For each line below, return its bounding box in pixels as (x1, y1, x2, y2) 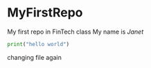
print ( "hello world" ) (7, 41, 70, 47)
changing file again (7, 53, 62, 61)
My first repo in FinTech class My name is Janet (7, 27, 144, 36)
